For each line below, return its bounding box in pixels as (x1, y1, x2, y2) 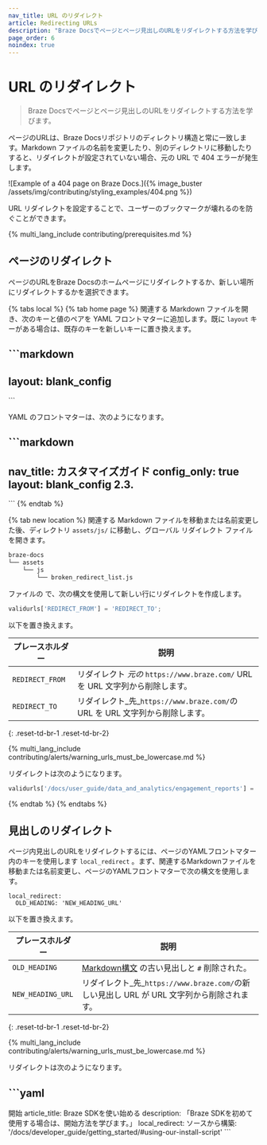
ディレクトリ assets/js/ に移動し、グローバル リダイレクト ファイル (29, 525, 253, 535)
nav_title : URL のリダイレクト (8, 11, 103, 20)
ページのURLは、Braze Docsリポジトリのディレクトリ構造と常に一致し (8, 133, 240, 143)
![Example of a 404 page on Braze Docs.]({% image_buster (8, 178, 203, 188)
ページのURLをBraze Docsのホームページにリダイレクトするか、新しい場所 (8, 276, 254, 287)
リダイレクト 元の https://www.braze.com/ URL (77, 669, 253, 680)
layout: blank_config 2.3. (8, 477, 134, 491)
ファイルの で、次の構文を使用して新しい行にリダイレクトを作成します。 (8, 589, 246, 598)
